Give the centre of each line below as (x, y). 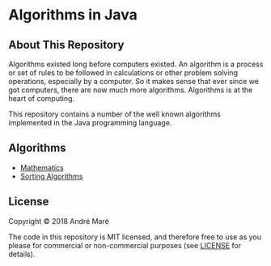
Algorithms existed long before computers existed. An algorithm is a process (136, 64)
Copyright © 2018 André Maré (59, 221)
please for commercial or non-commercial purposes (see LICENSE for (125, 245)
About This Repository (66, 45)
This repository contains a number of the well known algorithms (114, 114)
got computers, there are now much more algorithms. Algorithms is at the (131, 90)
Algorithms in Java (73, 15)
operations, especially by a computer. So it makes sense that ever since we (133, 81)
